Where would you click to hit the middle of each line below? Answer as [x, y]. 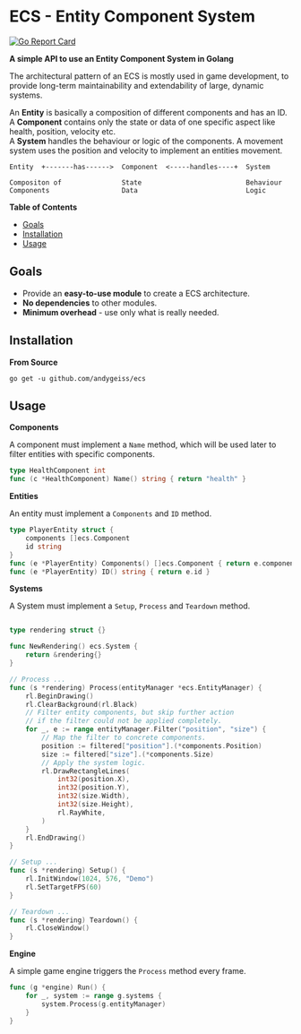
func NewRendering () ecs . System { [74, 647]
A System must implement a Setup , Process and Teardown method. [130, 606]
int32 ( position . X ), [93, 780]
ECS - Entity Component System [132, 17]
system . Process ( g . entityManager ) [104, 1004]
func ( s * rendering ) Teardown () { [74, 920]
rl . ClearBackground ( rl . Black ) [82, 704]
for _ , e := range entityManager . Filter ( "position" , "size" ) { [146, 729]
